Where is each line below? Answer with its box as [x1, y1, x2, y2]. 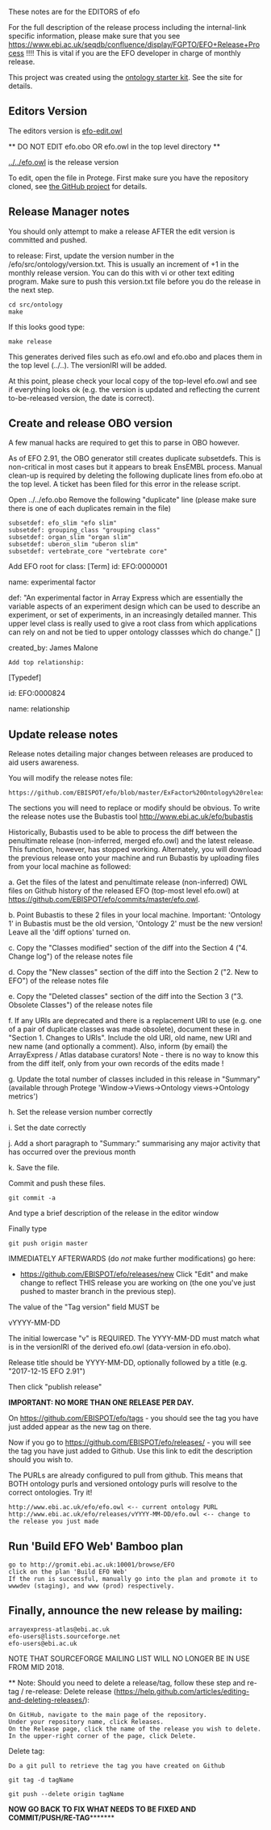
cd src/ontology [8, 301, 63, 309]
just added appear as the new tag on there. [8, 1422, 152, 1432]
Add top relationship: [8, 659, 85, 667]
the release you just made [8, 1517, 99, 1526]
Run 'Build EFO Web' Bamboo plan [8, 1539, 184, 1553]
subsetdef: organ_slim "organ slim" [8, 533, 131, 542]
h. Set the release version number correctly [8, 1107, 153, 1117]
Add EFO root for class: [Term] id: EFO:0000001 [8, 562, 168, 571]
